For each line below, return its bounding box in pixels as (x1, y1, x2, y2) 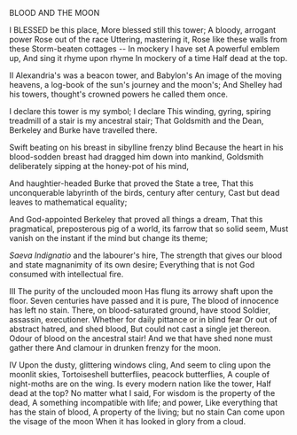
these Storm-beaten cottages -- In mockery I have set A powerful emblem (9, 43, 281, 54)
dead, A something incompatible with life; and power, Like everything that (9, 398, 277, 408)
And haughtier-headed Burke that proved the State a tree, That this (9, 178, 254, 189)
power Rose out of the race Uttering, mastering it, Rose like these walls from (9, 35, 288, 44)
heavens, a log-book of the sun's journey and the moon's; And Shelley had (9, 80, 283, 89)
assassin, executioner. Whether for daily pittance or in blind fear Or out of (9, 315, 277, 324)
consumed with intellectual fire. (9, 269, 124, 279)
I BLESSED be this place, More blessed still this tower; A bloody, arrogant (9, 25, 277, 35)
